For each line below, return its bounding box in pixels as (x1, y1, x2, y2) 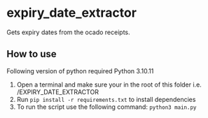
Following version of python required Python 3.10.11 (6, 66, 154, 75)
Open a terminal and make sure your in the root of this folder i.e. (16, 80, 202, 89)
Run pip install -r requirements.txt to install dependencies (16, 95, 196, 103)
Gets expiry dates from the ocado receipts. (6, 28, 130, 36)
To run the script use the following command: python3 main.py (16, 103, 197, 111)
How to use (6, 48, 57, 60)
